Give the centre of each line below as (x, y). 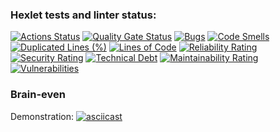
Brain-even (38, 95)
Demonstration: (42, 116)
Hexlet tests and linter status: (83, 15)
